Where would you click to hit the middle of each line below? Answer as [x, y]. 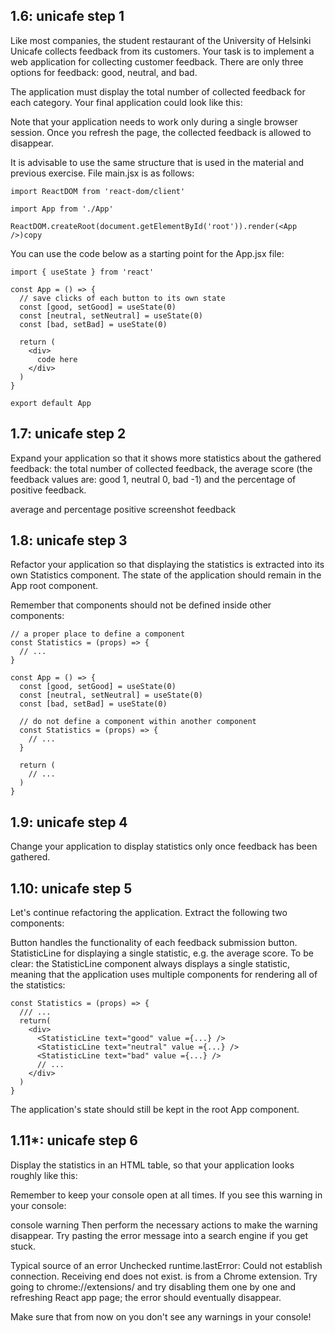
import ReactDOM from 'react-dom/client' [98, 191]
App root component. [54, 586]
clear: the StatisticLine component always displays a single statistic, [150, 964]
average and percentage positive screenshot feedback [123, 509]
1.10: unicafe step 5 [71, 888]
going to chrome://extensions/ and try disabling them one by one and [153, 1286]
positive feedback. [48, 490]
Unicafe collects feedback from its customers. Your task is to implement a [162, 51]
